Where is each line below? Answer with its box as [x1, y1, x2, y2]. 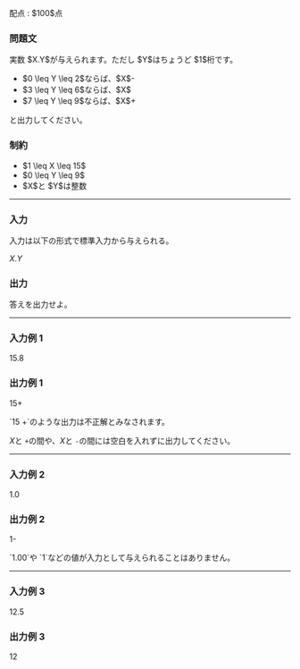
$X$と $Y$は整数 [21, 180, 87, 191]
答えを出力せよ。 [9, 299, 72, 310]
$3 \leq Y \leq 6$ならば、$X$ [21, 84, 132, 96]
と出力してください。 [9, 114, 87, 125]
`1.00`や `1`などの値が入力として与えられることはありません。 [9, 553, 235, 563]
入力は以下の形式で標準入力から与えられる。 [9, 235, 174, 246]
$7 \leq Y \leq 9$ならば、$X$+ [21, 96, 137, 106]
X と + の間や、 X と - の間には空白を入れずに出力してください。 [9, 435, 236, 445]
